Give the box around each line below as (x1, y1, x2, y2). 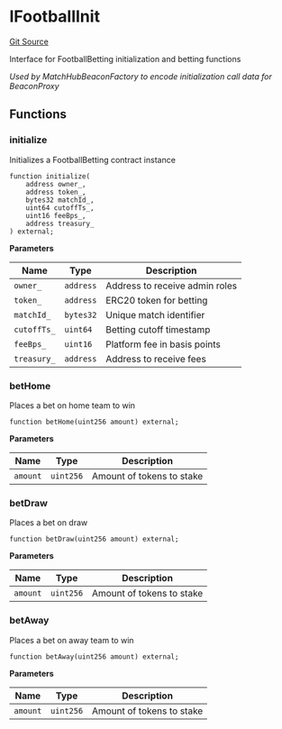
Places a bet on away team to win (9, 634, 134, 645)
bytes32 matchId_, (25, 196, 95, 205)
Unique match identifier (105, 308, 205, 321)
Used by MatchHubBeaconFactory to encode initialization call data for (9, 70, 272, 82)
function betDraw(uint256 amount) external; (9, 534, 179, 544)
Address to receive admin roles (105, 279, 237, 292)
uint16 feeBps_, (25, 211, 87, 220)
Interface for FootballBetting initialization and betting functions (9, 53, 241, 64)
